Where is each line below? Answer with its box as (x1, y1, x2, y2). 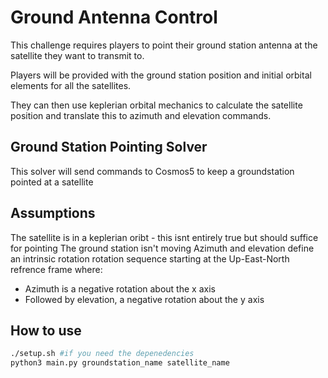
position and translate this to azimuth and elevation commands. (10, 109, 272, 121)
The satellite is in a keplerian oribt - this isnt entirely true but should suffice (10, 231, 319, 243)
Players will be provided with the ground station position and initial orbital (10, 69, 312, 81)
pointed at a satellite (10, 176, 94, 188)
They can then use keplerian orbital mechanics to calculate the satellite (10, 99, 303, 111)
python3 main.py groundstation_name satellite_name (10, 358, 230, 368)
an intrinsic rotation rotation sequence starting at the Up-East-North (10, 252, 290, 265)
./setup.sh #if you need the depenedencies (10, 349, 195, 359)
